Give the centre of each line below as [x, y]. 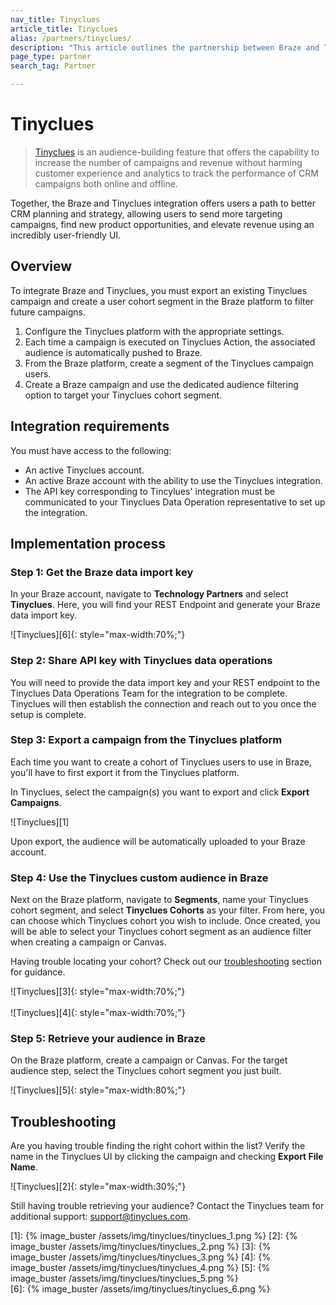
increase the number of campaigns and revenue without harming [168, 162]
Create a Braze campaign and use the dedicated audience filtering [161, 384]
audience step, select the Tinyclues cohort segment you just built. [146, 1071]
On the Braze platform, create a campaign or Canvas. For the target [149, 1060]
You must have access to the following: [91, 450]
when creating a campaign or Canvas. [88, 942]
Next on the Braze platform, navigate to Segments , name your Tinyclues [159, 900]
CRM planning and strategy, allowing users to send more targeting [146, 213]
